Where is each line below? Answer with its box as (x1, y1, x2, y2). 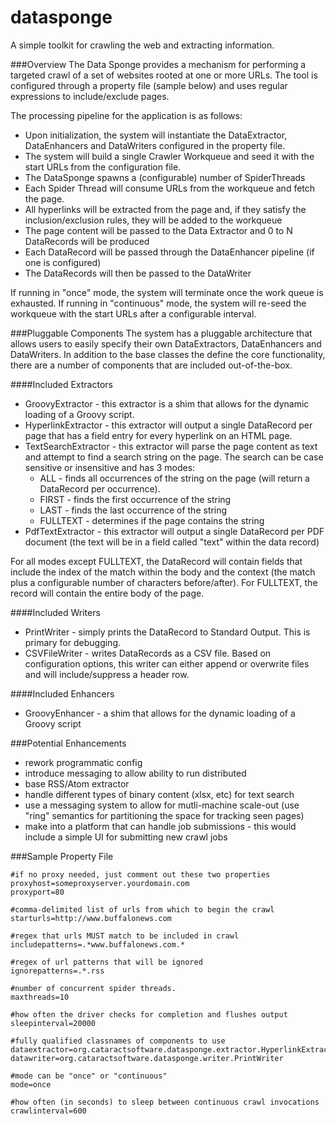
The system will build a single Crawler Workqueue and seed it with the (24, 150, 315, 162)
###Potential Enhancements (10, 737, 127, 749)
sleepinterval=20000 (10, 1018, 97, 1028)
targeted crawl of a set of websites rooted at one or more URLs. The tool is (10, 69, 318, 81)
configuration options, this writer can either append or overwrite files (24, 657, 310, 670)
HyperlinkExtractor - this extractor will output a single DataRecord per (24, 419, 313, 431)
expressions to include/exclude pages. (10, 90, 170, 102)
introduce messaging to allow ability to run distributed (24, 767, 247, 779)
